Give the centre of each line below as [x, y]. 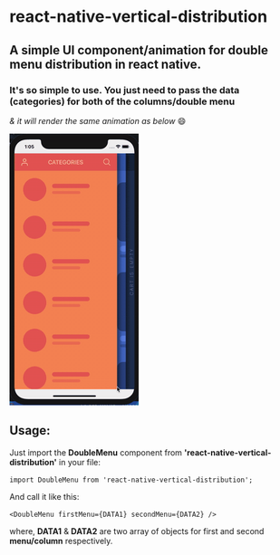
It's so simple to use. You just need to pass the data [125, 90]
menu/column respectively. [61, 541]
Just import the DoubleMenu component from [96, 452]
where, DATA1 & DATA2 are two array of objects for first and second [137, 531]
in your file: [80, 462]
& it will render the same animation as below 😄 [98, 120]
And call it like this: [44, 496]
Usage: [30, 431]
